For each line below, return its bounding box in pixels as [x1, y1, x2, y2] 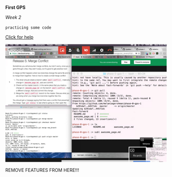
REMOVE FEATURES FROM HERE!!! [5, 167, 79, 173]
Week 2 [5, 14, 21, 20]
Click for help [5, 34, 34, 40]
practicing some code [5, 25, 52, 30]
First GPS [5, 5, 26, 10]
